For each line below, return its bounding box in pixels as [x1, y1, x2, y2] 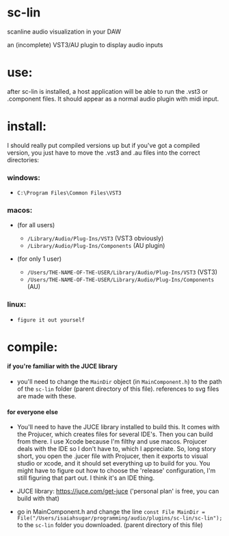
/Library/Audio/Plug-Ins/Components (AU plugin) [27, 242, 165, 250]
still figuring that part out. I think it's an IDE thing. [16, 474, 155, 482]
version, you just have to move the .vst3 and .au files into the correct [7, 149, 200, 157]
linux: [7, 300, 27, 309]
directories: [7, 155, 40, 164]
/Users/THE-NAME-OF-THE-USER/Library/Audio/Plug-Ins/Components [27, 277, 215, 283]
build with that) [16, 494, 59, 502]
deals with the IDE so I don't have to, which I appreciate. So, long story [16, 445, 217, 453]
